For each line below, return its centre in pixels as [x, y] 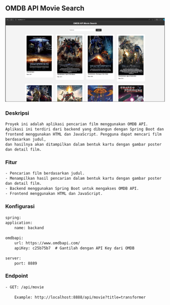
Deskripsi [17, 113]
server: [13, 258]
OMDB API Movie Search [45, 8]
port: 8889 [26, 263]
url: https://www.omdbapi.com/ [47, 243]
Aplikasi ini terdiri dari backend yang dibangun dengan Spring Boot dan [85, 129]
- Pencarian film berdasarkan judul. [45, 174]
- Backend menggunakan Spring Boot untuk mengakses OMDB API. [72, 189]
